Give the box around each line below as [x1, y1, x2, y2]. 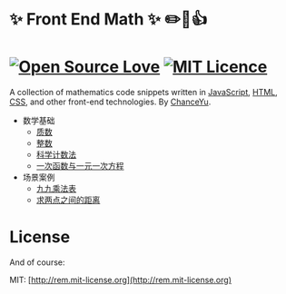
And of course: [9, 257, 65, 268]
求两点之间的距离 [35, 194, 101, 206]
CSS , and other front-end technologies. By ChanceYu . [9, 96, 212, 107]
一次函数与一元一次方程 [35, 161, 124, 171]
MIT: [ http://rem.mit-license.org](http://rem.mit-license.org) [9, 275, 232, 286]
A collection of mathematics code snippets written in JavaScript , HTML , [9, 87, 279, 98]
